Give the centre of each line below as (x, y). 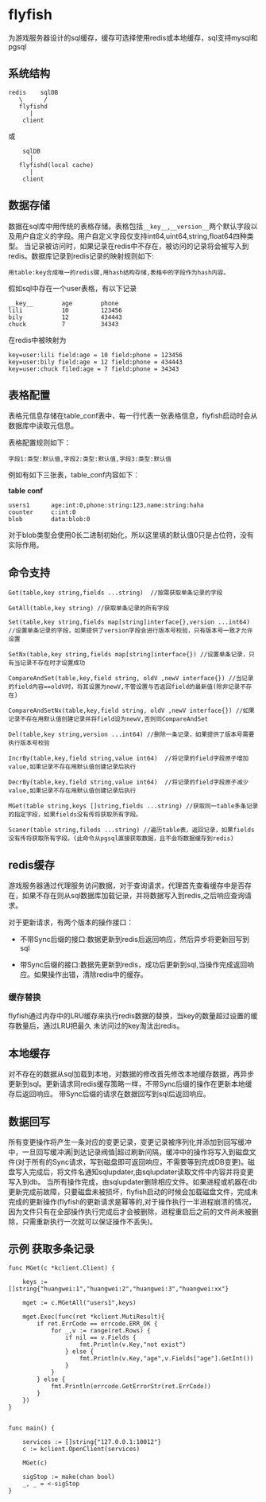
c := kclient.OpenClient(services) (81, 1449)
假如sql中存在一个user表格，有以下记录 (73, 288)
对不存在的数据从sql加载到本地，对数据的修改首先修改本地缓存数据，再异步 (131, 1074)
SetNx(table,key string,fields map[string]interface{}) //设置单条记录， (129, 655)
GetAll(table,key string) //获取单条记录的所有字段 (89, 609)
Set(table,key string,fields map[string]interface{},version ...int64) (129, 622)
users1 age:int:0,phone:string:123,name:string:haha (106, 506)
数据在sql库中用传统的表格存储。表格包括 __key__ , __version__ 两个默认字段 (130, 226)
